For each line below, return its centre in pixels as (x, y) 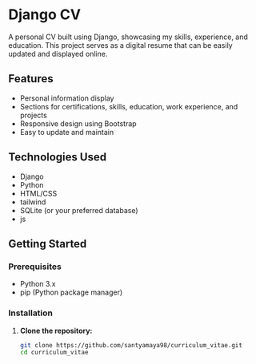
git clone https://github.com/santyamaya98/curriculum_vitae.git (131, 345)
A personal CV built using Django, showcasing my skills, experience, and (128, 37)
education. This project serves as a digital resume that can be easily (121, 45)
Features (31, 79)
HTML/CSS (38, 193)
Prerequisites (35, 267)
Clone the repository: (56, 330)
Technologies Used (57, 157)
